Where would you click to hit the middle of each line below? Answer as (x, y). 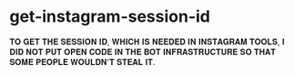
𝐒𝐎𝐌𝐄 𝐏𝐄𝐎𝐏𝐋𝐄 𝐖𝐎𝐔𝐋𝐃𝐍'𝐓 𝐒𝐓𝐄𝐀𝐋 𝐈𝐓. (82, 61)
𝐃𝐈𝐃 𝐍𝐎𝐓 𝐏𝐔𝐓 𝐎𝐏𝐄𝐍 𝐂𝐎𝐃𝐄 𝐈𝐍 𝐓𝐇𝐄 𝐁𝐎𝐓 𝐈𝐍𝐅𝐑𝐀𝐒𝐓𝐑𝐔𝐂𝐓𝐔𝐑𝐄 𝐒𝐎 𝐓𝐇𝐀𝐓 (142, 52)
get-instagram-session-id (110, 17)
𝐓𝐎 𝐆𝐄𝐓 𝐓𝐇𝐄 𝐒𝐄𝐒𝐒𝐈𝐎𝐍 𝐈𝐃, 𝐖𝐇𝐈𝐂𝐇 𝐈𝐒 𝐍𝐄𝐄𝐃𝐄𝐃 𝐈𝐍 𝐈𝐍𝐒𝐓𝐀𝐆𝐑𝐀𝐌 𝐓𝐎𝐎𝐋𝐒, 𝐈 (147, 42)
